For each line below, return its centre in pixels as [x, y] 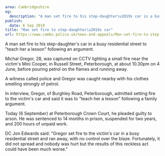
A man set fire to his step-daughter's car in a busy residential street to [76, 44]
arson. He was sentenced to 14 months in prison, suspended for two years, [81, 119]
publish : [14, 21]
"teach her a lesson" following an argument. [50, 49]
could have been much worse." [36, 149]
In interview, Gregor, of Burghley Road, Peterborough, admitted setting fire [80, 94]
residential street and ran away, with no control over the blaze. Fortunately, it [82, 139]
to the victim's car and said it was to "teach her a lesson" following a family [81, 99]
